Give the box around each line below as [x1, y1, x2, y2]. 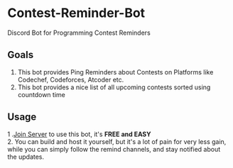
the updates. [7, 152, 45, 161]
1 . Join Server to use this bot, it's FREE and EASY [7, 130, 151, 138]
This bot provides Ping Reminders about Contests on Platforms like [17, 67, 214, 76]
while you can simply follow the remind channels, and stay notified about [7, 145, 221, 153]
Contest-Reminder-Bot [7, 5, 146, 21]
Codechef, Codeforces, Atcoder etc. [17, 75, 124, 84]
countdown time [17, 90, 65, 99]
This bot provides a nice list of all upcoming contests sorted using [17, 83, 211, 91]
